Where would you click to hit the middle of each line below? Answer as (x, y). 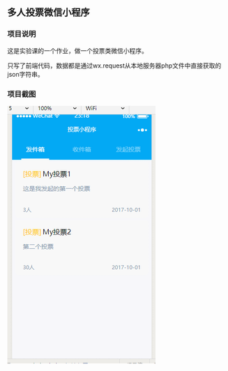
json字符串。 (25, 74)
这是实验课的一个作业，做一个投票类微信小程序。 (77, 50)
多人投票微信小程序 (48, 13)
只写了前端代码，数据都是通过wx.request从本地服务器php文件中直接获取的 (114, 66)
